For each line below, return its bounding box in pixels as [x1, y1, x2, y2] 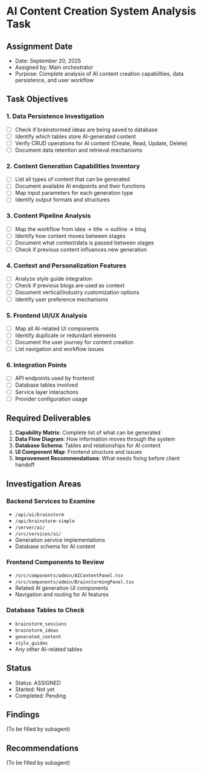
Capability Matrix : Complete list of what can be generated [14, 429, 161, 436]
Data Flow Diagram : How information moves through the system [14, 436, 175, 443]
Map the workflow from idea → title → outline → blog [14, 225, 147, 232]
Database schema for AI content [14, 543, 96, 550]
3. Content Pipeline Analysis [6, 212, 91, 220]
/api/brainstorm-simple [14, 518, 75, 525]
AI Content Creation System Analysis [6, 4, 197, 18]
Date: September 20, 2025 [14, 57, 81, 64]
